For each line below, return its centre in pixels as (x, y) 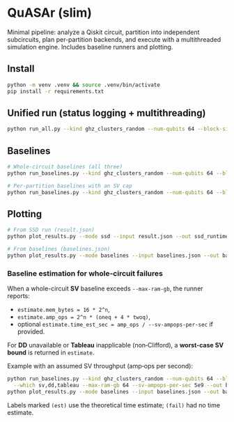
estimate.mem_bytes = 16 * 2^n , (63, 310)
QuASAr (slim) (50, 13)
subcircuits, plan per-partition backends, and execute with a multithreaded (114, 39)
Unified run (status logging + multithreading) (107, 113)
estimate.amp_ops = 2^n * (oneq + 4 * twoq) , (84, 317)
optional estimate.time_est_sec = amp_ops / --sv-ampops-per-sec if (115, 325)
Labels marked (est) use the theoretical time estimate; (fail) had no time (114, 405)
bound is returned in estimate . (51, 352)
